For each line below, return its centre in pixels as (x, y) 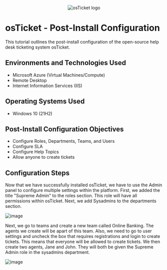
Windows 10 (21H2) (32, 113)
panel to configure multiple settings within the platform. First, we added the (82, 190)
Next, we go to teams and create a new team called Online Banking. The (79, 226)
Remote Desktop (29, 80)
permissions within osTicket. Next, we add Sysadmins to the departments (81, 201)
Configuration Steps (37, 173)
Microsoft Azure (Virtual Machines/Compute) (59, 75)
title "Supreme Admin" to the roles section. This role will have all (71, 196)
